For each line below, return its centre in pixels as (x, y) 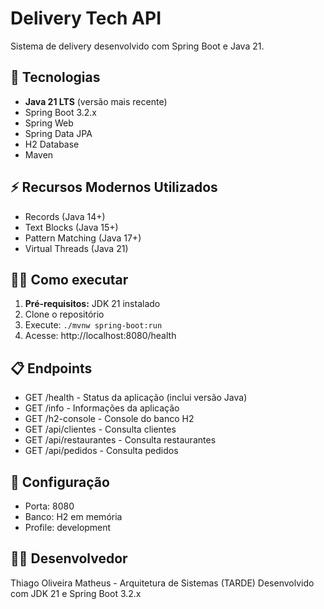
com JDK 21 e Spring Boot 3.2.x (76, 593)
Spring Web (49, 123)
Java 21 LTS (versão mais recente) (96, 101)
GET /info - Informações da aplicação (102, 408)
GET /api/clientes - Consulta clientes (100, 429)
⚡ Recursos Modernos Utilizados (114, 187)
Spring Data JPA (58, 133)
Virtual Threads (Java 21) (76, 248)
